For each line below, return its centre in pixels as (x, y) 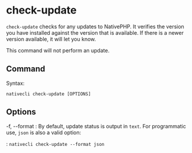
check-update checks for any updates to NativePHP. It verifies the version (95, 26)
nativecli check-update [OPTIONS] (49, 94)
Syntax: (15, 83)
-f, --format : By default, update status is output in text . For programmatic (96, 126)
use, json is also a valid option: (44, 132)
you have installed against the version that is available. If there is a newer (95, 32)
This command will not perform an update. (58, 50)
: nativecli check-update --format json (55, 144)
